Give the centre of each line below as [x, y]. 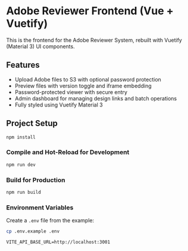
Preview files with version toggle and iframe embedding [83, 86]
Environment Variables [40, 208]
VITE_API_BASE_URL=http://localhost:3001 [58, 242]
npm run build [24, 192]
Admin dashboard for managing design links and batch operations [96, 98]
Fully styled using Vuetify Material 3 [59, 105]
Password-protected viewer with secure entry [71, 92]
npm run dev [21, 165]
